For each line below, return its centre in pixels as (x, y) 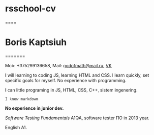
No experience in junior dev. (34, 108)
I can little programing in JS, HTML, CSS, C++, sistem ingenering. (71, 90)
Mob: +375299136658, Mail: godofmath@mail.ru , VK (59, 65)
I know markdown (22, 99)
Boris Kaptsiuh (36, 42)
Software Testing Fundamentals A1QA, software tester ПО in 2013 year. (77, 118)
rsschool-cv (31, 9)
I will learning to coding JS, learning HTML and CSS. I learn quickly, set (77, 75)
